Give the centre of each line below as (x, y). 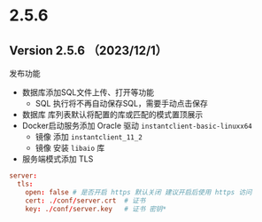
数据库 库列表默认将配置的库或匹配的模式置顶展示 (112, 115)
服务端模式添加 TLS (58, 159)
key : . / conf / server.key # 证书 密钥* (96, 209)
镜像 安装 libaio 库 (70, 148)
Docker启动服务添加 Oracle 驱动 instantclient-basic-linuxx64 (137, 126)
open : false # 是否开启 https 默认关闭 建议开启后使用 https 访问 (139, 192)
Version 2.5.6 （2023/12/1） (89, 50)
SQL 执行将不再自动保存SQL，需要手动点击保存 (121, 103)
